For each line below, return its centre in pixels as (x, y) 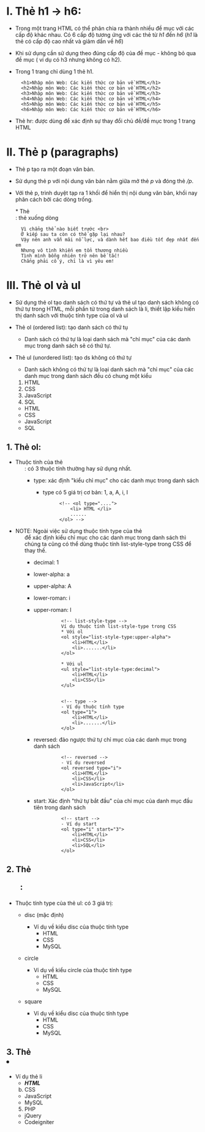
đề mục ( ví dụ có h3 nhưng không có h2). (68, 59)
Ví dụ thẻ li (29, 1076)
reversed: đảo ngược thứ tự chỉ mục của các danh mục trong (110, 739)
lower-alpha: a (52, 574)
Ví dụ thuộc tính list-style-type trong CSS (118, 626)
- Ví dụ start (79, 824)
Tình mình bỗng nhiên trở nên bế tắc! (70, 255)
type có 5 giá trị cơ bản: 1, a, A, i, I (85, 492)
